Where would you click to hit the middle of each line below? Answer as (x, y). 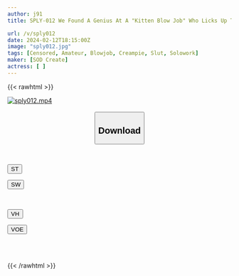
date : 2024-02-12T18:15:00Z (49, 40)
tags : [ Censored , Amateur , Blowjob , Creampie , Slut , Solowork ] (103, 53)
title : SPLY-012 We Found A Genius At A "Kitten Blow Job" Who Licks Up (117, 21)
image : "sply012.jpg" (39, 47)
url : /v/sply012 (31, 33)
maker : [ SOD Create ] (38, 60)
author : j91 (25, 14)
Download (119, 131)
